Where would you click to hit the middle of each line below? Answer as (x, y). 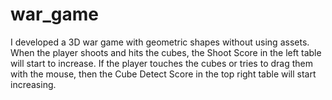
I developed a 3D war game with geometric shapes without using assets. (160, 42)
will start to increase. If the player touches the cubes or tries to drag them (161, 63)
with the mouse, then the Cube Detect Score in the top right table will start (163, 74)
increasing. (33, 84)
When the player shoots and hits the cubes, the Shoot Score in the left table (166, 52)
